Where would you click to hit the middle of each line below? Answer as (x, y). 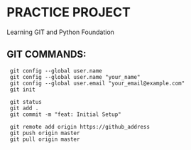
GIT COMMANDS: (47, 54)
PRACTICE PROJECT (69, 12)
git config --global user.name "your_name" (75, 77)
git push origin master (45, 133)
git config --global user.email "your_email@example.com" (97, 83)
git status (26, 102)
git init (23, 90)
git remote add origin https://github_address (80, 127)
